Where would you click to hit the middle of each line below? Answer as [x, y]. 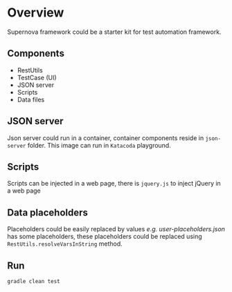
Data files [31, 99]
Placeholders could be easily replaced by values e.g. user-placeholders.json [116, 229]
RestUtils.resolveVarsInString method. [65, 244]
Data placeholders [48, 212]
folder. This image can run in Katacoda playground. [99, 145]
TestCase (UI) [37, 77]
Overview [36, 13]
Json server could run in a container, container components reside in [106, 138]
